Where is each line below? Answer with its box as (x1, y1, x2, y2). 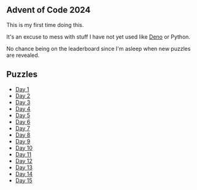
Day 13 (15, 164, 33, 171)
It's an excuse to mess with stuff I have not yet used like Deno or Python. (6, 33, 191, 40)
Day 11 (15, 150, 32, 158)
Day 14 (15, 170, 33, 177)
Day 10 (15, 144, 33, 151)
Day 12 (15, 157, 33, 164)
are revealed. (6, 51, 40, 59)
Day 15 (15, 177, 33, 184)
